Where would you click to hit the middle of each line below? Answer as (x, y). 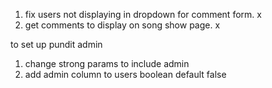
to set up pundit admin (56, 44)
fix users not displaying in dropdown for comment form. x (143, 14)
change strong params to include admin (107, 63)
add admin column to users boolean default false (125, 74)
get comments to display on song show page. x (122, 25)
